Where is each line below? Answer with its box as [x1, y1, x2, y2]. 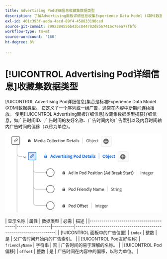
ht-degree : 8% [5, 40, 35, 45]
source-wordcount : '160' [5, 34, 57, 39]
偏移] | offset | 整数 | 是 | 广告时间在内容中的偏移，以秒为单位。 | [5, 249, 139, 255]
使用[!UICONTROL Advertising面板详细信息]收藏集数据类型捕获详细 [14, 111, 153, 117]
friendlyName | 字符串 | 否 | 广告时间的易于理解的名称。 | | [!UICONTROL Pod [5, 242, 162, 248]
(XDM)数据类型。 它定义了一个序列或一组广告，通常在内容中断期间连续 [5, 105, 151, 111]
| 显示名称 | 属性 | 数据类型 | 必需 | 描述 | [5, 218, 87, 224]
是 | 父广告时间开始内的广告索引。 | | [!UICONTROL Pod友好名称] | [5, 236, 141, 242]
